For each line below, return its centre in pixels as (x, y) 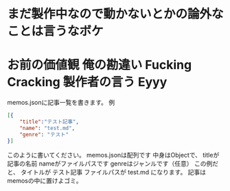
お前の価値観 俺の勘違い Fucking (100, 65)
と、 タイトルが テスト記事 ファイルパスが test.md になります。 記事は (107, 172)
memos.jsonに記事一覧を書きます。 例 (61, 103)
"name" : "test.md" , (47, 128)
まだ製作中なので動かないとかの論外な (116, 14)
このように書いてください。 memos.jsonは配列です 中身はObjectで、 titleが (113, 155)
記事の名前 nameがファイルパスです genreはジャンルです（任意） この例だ (113, 163)
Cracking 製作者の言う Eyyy (87, 82)
